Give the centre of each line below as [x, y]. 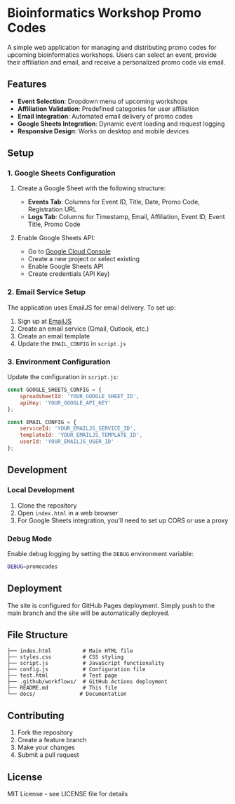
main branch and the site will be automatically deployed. [88, 613]
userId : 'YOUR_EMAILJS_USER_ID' [67, 442]
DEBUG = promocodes [33, 567]
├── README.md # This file [62, 688]
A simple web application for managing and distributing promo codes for [112, 47]
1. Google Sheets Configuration [61, 173]
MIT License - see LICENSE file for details [68, 794]
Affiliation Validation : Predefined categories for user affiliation [108, 108]
